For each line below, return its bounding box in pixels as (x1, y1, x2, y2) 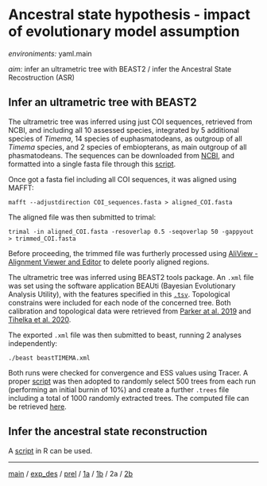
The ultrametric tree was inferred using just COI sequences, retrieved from (8, 117, 253, 126)
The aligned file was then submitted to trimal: (8, 212, 157, 222)
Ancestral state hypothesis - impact (8, 6, 250, 24)
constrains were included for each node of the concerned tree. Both (8, 297, 231, 307)
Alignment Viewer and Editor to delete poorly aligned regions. (8, 257, 210, 266)
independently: (8, 338, 58, 348)
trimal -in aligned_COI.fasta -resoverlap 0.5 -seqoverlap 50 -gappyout (8, 227, 254, 235)
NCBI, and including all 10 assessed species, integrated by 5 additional (8, 125, 240, 134)
